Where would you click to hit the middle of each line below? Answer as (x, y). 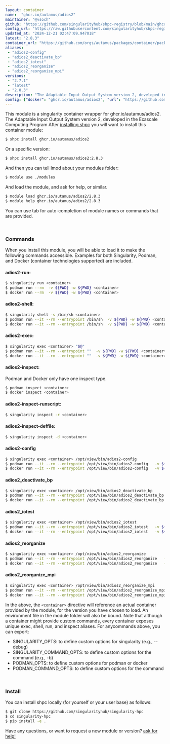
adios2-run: (18, 272)
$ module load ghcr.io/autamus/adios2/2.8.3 (53, 196)
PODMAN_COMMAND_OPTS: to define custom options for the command (88, 668)
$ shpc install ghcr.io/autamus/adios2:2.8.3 (54, 158)
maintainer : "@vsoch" (28, 19)
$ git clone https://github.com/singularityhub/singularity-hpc (74, 712)
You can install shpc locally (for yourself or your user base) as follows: (78, 702)
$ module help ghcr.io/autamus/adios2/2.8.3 (53, 201)
